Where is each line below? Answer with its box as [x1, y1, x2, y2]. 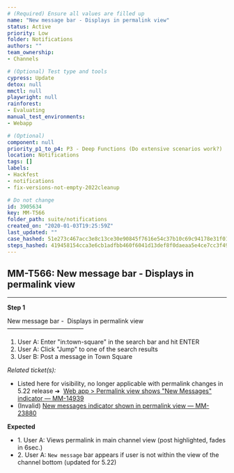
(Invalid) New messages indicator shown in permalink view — [17, 401, 194, 410]
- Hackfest [7, 171, 39, 178]
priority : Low [7, 29, 49, 37]
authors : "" [7, 42, 42, 49]
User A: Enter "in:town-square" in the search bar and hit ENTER [17, 338, 200, 346]
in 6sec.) [17, 443, 43, 452]
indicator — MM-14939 [17, 394, 84, 403]
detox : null [7, 81, 42, 88]
